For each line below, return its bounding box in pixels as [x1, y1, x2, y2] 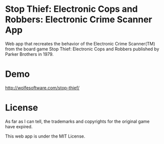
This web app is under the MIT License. [5, 133, 85, 139]
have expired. [5, 123, 33, 129]
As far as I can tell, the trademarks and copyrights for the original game [5, 118, 150, 124]
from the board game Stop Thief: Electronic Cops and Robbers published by [5, 46, 160, 52]
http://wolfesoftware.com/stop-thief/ [5, 85, 80, 91]
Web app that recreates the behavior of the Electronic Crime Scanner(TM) [5, 40, 156, 46]
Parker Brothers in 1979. [5, 51, 54, 57]
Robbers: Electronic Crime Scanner [5, 14, 153, 25]
